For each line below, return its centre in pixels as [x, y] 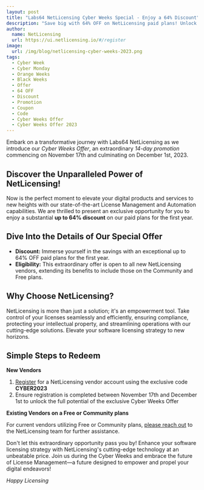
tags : [13, 57]
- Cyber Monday [31, 68]
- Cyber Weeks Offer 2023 [45, 125]
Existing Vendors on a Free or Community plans [68, 413]
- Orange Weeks [31, 74]
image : [15, 46]
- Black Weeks [29, 80]
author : [16, 29]
